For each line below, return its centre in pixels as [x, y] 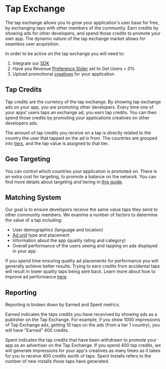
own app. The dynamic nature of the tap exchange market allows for [75, 39]
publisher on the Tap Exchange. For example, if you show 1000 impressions [83, 320]
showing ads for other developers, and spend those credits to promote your [83, 33]
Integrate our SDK [31, 63]
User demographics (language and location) [58, 230]
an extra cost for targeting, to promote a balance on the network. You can [81, 176]
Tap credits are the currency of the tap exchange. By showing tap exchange [83, 102]
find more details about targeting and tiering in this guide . [64, 182]
